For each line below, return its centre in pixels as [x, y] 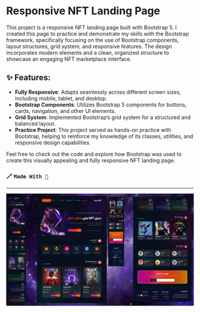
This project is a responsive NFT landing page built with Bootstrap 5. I [91, 27]
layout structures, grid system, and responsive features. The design [89, 46]
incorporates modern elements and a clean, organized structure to [88, 52]
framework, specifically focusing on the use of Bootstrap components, [93, 40]
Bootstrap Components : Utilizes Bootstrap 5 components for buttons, [101, 105]
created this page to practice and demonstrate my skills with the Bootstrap [98, 33]
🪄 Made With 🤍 [27, 176]
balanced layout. [35, 124]
